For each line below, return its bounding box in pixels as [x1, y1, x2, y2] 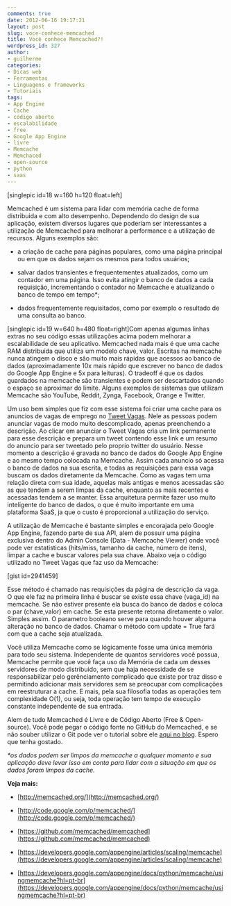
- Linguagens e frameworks [7, 81, 85, 88]
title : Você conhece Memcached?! [7, 36, 104, 43]
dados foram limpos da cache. [7, 766, 95, 774]
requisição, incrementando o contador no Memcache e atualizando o [17, 283, 215, 291]
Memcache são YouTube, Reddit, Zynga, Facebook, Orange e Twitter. [7, 390, 206, 400]
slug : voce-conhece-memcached [7, 29, 95, 37]
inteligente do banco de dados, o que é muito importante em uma [7, 500, 194, 509]
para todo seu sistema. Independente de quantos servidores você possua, [7, 650, 220, 659]
